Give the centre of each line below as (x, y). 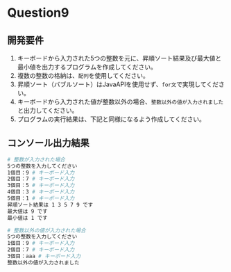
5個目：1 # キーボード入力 (41, 199)
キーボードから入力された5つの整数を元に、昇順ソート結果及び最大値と (119, 58)
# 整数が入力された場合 (36, 159)
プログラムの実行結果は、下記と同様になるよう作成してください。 (111, 119)
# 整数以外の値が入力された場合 (46, 230)
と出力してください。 (48, 110)
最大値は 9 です (27, 211)
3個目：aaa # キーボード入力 (44, 256)
